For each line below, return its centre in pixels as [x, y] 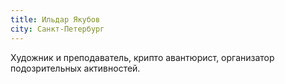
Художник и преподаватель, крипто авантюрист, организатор [142, 57]
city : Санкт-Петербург [57, 29]
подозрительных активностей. [75, 68]
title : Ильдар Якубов [55, 19]
